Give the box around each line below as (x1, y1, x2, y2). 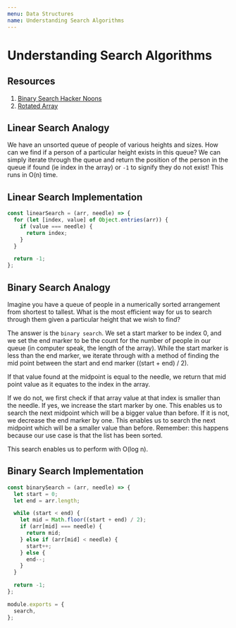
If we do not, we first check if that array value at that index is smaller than (7, 393, 221, 402)
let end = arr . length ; (13, 497, 80, 505)
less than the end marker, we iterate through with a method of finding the (7, 351, 220, 360)
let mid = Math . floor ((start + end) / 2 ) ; (20, 517, 147, 524)
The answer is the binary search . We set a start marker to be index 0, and (7, 329, 222, 337)
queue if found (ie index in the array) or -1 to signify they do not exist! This (7, 163, 224, 171)
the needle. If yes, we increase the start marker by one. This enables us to (7, 401, 223, 409)
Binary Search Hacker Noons (17, 94, 102, 102)
